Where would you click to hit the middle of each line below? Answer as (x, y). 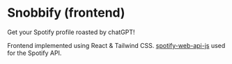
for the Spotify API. (34, 53)
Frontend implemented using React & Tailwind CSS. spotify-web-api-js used (116, 45)
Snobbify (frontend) (66, 13)
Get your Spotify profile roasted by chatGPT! (71, 32)
